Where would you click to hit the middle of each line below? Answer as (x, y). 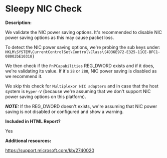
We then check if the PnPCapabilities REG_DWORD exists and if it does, (80, 65)
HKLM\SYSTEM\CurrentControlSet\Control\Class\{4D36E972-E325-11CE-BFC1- (83, 52)
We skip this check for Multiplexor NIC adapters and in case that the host (82, 86)
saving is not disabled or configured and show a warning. (64, 111)
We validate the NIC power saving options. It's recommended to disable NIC (83, 32)
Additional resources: (28, 140)
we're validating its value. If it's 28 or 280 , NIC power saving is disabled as (81, 71)
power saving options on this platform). (46, 96)
